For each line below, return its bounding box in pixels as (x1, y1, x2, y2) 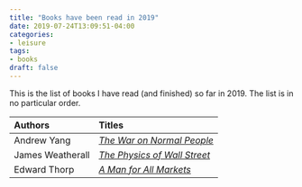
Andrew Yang (14, 134, 71, 147)
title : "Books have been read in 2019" (9, 13, 160, 22)
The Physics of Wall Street (98, 148, 210, 161)
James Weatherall (14, 148, 90, 161)
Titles (98, 119, 124, 131)
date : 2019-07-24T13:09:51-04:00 (9, 22, 135, 31)
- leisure (9, 38, 47, 48)
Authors (14, 119, 50, 131)
